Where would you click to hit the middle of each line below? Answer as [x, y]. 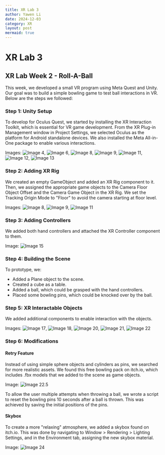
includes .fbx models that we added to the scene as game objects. [73, 375]
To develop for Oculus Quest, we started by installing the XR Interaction [78, 122]
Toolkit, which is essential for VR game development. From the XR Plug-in [81, 127]
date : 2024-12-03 [23, 19]
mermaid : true [20, 33]
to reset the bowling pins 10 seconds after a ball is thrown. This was [75, 399]
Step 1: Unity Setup [29, 111]
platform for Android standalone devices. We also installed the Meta [75, 138]
